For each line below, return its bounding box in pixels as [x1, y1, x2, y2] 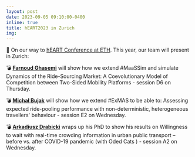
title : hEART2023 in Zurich [6, 25, 75, 31]
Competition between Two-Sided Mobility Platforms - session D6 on [6, 79, 172, 86]
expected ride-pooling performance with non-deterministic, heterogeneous [6, 105, 189, 112]
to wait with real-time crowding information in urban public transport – [6, 132, 176, 139]
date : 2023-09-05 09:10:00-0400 [6, 14, 85, 20]
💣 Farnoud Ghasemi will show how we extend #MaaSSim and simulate [6, 64, 179, 71]
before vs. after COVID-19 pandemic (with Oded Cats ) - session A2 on [6, 138, 177, 145]
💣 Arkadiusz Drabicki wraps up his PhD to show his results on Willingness [6, 124, 188, 131]
